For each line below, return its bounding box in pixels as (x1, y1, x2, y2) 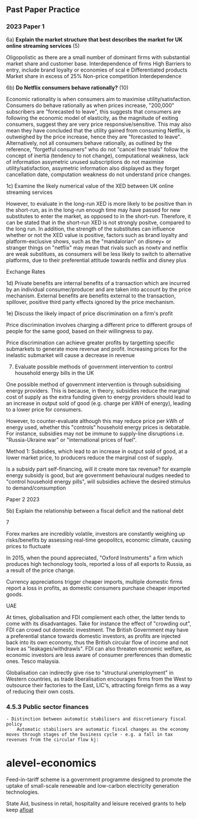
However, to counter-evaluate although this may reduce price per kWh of (6, 417, 184, 425)
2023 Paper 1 (6, 22, 45, 31)
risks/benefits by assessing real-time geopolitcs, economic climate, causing (6, 536, 191, 543)
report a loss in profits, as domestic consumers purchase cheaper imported (6, 584, 190, 591)
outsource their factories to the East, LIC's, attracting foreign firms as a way (6, 681, 191, 688)
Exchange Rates (6, 268, 46, 275)
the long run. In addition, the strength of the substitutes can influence (6, 225, 176, 232)
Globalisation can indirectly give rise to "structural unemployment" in (6, 669, 174, 676)
